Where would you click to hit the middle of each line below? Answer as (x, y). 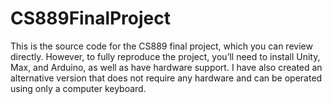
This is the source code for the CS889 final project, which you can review (161, 46)
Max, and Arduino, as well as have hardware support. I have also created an (166, 67)
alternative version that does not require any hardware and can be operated (166, 78)
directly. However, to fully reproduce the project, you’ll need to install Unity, (165, 56)
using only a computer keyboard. (78, 88)
